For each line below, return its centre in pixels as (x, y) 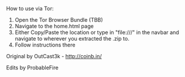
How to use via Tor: (30, 9)
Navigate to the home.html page (54, 26)
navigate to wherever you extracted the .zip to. (72, 38)
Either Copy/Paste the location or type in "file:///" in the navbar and (97, 32)
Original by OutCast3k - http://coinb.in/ (54, 56)
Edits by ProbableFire (32, 68)
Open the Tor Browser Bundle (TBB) (59, 20)
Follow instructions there (45, 45)
